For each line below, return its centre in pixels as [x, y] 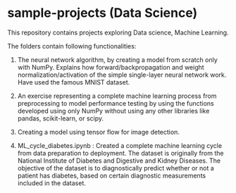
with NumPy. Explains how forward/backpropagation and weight [111, 67]
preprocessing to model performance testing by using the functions [116, 103]
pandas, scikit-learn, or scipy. [61, 118]
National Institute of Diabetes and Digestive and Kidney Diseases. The [119, 161]
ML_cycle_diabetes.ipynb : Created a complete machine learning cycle [120, 145]
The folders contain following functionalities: [72, 46]
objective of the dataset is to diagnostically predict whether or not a [116, 168]
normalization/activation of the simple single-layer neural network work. [122, 75]
